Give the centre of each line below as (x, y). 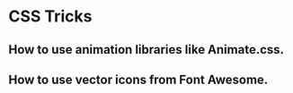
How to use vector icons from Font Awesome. (138, 79)
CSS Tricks (50, 17)
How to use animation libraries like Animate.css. (146, 50)
